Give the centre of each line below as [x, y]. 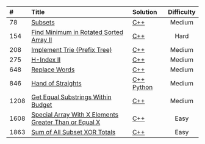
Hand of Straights [56, 83]
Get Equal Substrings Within [71, 97]
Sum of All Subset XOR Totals [74, 132]
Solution [145, 12]
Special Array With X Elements [75, 114]
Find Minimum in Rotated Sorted [77, 32]
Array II [42, 40]
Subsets [43, 22]
